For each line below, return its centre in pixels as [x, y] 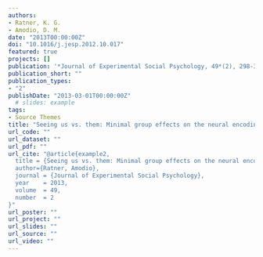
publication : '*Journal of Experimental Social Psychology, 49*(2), [122, 67]
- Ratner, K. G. [34, 23]
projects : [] [29, 60]
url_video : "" [31, 241]
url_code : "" [29, 132]
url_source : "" [33, 234]
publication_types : [40, 81]
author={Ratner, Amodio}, [58, 168]
